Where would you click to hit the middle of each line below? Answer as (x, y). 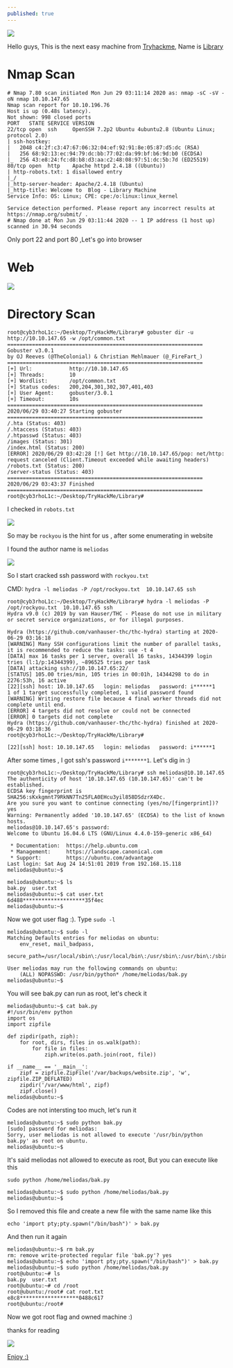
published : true (31, 14)
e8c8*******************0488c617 (55, 1298)
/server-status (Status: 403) (51, 472)
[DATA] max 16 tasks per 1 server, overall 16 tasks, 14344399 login (110, 656)
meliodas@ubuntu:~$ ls (40, 882)
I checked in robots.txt (41, 509)
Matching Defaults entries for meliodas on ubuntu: (83, 938)
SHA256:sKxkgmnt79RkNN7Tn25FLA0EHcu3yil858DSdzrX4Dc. (87, 797)
